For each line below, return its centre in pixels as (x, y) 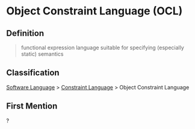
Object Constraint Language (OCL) (94, 11)
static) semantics (42, 54)
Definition (25, 33)
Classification (33, 73)
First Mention (32, 106)
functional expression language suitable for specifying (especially (103, 47)
